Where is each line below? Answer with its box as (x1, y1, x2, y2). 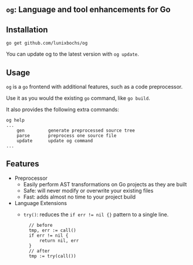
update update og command (16, 138, 93, 144)
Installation (6, 25, 48, 35)
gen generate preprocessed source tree (16, 128, 135, 134)
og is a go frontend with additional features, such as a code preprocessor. (6, 83, 183, 90)
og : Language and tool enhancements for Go (6, 5, 171, 15)
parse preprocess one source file (16, 133, 117, 139)
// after (28, 248, 50, 254)
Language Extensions (14, 199, 67, 206)
